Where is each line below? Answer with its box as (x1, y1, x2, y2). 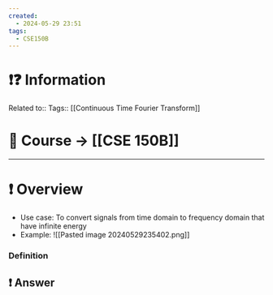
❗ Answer (8, 276, 55, 290)
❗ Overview (8, 180, 84, 199)
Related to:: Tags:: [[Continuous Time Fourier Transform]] (8, 103, 201, 113)
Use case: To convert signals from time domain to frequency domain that (19, 212, 265, 223)
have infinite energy (19, 221, 87, 231)
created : (8, 11, 38, 20)
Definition (8, 250, 49, 261)
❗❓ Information (8, 71, 106, 89)
